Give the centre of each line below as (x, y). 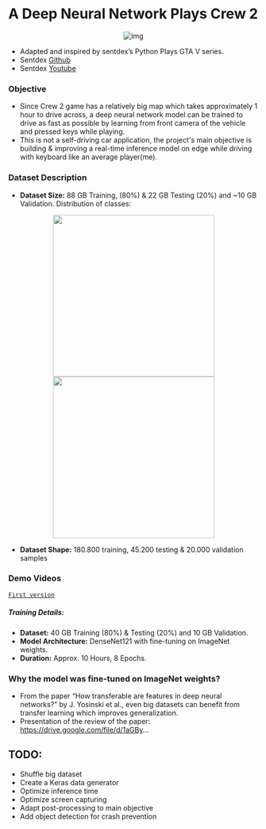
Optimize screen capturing (63, 799)
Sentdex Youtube (48, 68)
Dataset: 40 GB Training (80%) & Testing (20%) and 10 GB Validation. (134, 632)
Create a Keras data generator (69, 782)
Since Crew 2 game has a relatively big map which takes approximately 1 (139, 106)
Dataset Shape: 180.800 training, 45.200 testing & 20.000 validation (131, 549)
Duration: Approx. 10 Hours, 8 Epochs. (83, 658)
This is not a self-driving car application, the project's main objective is (136, 140)
